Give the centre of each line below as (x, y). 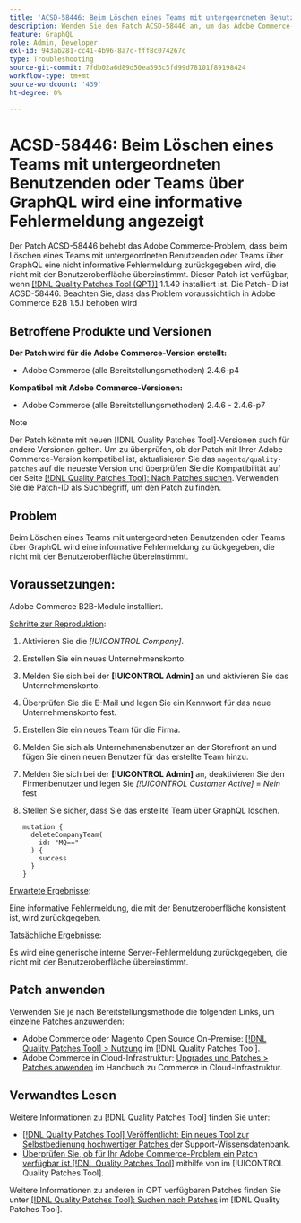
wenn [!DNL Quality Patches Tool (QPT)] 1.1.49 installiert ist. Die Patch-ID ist (149, 284)
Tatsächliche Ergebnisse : (56, 935)
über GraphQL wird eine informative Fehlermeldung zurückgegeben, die (142, 547)
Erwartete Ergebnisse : (50, 890)
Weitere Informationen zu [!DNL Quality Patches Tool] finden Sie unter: (140, 1117)
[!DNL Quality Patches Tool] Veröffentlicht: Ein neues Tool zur (136, 1134)
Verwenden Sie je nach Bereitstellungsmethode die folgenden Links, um (142, 1011)
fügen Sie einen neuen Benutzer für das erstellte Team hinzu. (135, 756)
